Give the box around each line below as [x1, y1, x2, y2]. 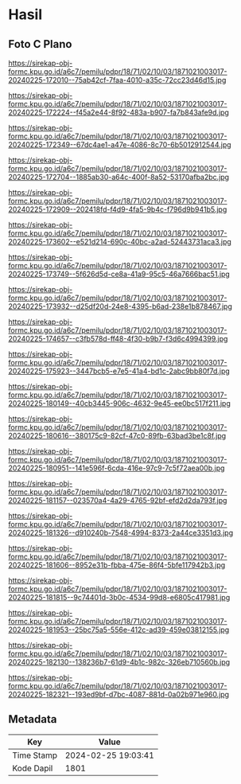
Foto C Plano [8, 37, 72, 51]
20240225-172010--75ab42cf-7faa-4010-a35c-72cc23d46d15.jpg [8, 76, 227, 84]
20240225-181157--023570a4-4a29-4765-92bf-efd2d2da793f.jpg [8, 496, 227, 505]
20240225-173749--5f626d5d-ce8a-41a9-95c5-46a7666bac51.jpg [8, 269, 231, 279]
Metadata [8, 712, 57, 726]
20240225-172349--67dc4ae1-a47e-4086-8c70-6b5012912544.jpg [8, 140, 232, 149]
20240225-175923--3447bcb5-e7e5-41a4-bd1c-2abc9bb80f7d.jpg [8, 366, 231, 376]
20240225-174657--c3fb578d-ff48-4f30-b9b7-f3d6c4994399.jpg [8, 334, 228, 343]
